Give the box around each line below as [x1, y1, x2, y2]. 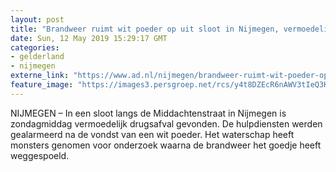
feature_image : [10, 80, 74, 90]
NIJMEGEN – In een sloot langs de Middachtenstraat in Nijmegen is [10, 107, 287, 119]
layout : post [10, 14, 65, 25]
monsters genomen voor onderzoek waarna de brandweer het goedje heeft [10, 139, 322, 151]
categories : [10, 42, 60, 53]
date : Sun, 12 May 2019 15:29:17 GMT [10, 33, 168, 43]
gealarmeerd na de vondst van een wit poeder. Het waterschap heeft [10, 128, 295, 140]
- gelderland [10, 52, 65, 62]
